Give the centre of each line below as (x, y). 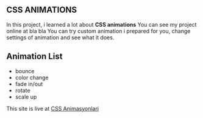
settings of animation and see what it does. (60, 37)
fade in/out (29, 84)
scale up (26, 97)
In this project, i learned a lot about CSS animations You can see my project (101, 24)
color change (32, 77)
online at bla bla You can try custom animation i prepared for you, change (98, 31)
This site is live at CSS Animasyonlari (53, 108)
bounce (25, 71)
